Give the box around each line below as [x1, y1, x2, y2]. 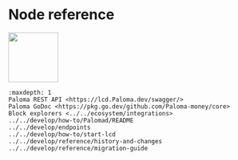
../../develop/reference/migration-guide [8, 144, 149, 152]
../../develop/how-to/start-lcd [8, 130, 116, 139]
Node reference [8, 6, 115, 24]
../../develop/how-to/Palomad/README [8, 116, 134, 124]
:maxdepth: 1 [8, 88, 52, 96]
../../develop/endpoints [8, 123, 91, 131]
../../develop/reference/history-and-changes [8, 137, 162, 145]
